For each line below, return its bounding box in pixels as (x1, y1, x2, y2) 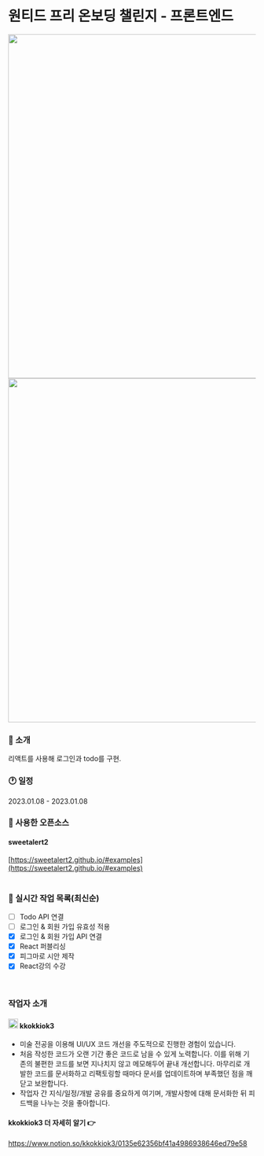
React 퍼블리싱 (19, 941, 66, 952)
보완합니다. (34, 1079, 68, 1088)
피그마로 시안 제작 (19, 952, 75, 961)
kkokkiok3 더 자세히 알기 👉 (8, 1118, 96, 1128)
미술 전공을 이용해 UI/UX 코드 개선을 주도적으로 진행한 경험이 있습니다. (19, 1040, 236, 1049)
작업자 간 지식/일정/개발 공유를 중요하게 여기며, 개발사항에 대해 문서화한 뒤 (19, 1088, 247, 1098)
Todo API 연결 (19, 911, 64, 921)
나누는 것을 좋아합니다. (40, 1099, 111, 1108)
